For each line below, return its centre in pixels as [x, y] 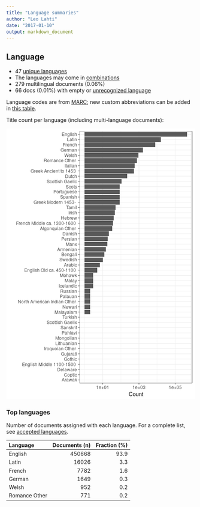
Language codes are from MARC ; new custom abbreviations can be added [98, 102]
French [17, 470]
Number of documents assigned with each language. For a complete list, [96, 425]
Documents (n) [72, 445]
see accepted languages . [37, 432]
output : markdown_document [40, 32]
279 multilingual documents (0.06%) [60, 84]
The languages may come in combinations [67, 77]
